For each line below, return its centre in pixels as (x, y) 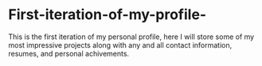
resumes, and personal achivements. (69, 53)
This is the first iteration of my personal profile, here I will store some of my (131, 37)
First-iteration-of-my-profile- (108, 15)
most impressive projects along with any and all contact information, (120, 45)
